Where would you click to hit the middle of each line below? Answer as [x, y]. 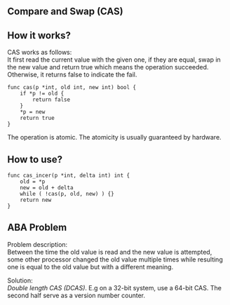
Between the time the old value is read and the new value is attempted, [110, 252]
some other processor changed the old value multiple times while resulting [115, 259]
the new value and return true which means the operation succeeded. [108, 67]
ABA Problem [37, 228]
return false [52, 100]
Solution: [20, 280]
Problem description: [38, 244]
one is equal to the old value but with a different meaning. [90, 266]
